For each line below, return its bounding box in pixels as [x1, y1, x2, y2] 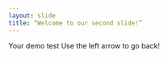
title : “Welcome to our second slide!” [8, 19, 143, 27]
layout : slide [8, 11, 57, 20]
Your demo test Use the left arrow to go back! [8, 41, 160, 50]
